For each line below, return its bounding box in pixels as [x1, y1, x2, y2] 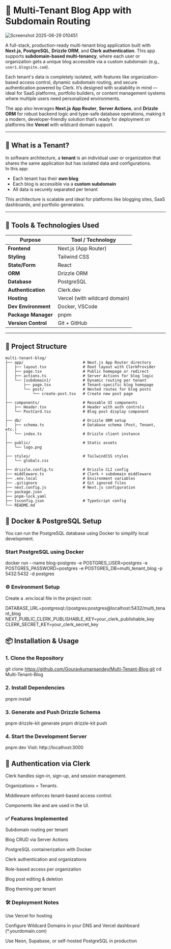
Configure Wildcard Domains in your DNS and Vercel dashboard [5, 922, 140, 929]
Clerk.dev [58, 286, 81, 293]
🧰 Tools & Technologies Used [5, 221, 99, 230]
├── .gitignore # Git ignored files [5, 480, 126, 486]
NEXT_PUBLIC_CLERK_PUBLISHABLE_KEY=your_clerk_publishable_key [5, 615, 155, 622]
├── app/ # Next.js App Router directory [5, 360, 152, 365]
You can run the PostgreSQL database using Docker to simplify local [5, 530, 149, 536]
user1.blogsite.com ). [5, 64, 49, 70]
